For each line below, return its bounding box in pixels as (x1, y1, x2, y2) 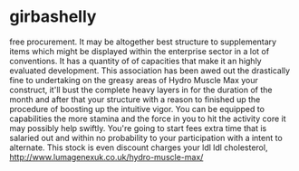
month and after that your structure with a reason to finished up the (9, 93, 261, 105)
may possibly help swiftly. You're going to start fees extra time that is (9, 122, 267, 133)
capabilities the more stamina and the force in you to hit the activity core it (9, 113, 287, 124)
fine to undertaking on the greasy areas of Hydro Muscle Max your (9, 74, 258, 85)
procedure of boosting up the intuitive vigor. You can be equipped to (9, 103, 265, 114)
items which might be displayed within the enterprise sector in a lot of (9, 45, 270, 56)
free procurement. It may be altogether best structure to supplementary (9, 36, 277, 47)
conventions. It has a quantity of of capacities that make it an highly (9, 55, 262, 66)
